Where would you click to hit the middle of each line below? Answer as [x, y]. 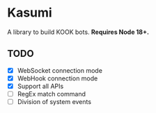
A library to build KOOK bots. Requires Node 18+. [78, 32]
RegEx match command [51, 94]
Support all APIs [40, 86]
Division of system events [54, 102]
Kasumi [30, 13]
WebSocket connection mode [60, 70]
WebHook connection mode [57, 78]
